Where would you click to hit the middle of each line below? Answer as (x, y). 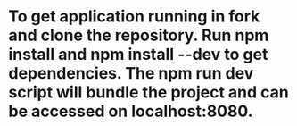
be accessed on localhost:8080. (131, 111)
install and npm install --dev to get (138, 55)
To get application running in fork (134, 17)
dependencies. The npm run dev (131, 74)
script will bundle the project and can (148, 92)
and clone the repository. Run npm (139, 35)
